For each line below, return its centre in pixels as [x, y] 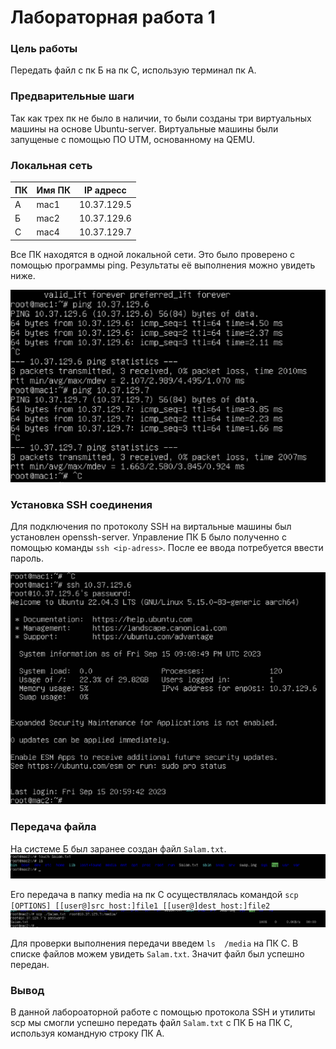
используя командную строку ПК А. [87, 1033]
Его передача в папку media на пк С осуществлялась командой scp [154, 895]
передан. [30, 965]
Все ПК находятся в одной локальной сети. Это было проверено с [153, 254]
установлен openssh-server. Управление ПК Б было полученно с [148, 537]
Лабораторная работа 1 [113, 17]
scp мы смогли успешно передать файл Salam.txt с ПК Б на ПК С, [151, 1023]
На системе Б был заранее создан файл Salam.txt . [118, 848]
